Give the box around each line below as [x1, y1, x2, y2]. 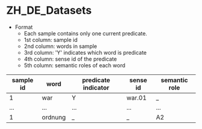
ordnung [41, 113, 66, 121]
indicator [83, 83, 109, 92]
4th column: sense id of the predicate [23, 55, 117, 62]
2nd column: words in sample [23, 43, 97, 50]
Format [14, 23, 33, 31]
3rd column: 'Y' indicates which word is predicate [23, 49, 147, 56]
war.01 [126, 94, 147, 102]
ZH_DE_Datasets [6, 4, 92, 17]
